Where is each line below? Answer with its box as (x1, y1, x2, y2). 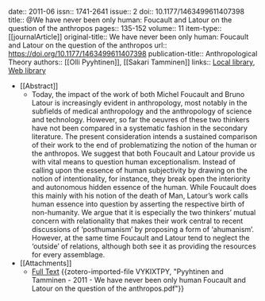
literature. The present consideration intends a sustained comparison (31, 132, 258, 141)
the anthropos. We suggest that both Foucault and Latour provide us (31, 149, 255, 158)
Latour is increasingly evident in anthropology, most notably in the (31, 98, 248, 107)
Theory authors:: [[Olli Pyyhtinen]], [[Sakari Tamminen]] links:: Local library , (8, 57, 255, 67)
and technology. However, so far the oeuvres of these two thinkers (31, 115, 250, 124)
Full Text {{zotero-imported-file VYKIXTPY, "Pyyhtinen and (31, 267, 224, 276)
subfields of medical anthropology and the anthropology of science (31, 106, 252, 116)
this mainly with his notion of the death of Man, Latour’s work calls (31, 191, 248, 200)
